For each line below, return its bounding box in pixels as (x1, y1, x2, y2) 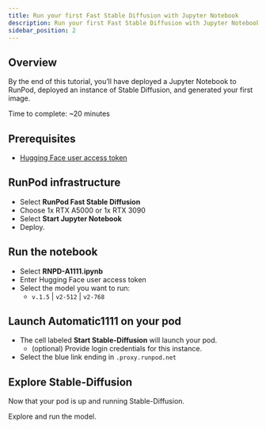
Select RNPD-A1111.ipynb (19, 266, 104, 276)
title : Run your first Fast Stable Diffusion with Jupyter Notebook (8, 11, 239, 20)
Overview (8, 56, 58, 69)
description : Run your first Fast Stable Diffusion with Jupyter (8, 19, 228, 27)
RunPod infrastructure (8, 176, 121, 190)
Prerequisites (8, 132, 76, 145)
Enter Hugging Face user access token (19, 274, 146, 284)
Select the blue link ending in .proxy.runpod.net (19, 352, 177, 362)
